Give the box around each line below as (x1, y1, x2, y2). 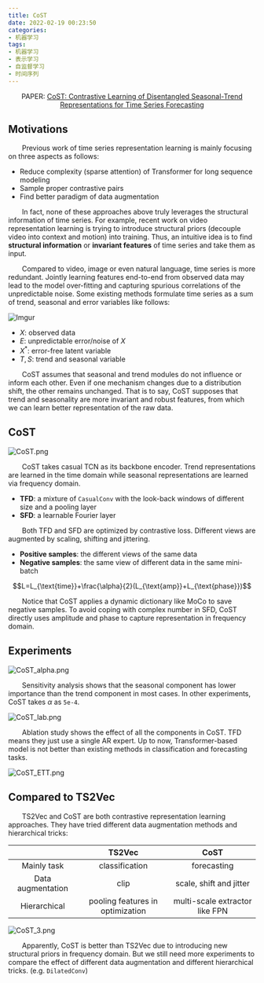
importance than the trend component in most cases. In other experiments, (8, 688, 251, 698)
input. (8, 249, 27, 259)
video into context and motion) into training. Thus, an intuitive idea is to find (8, 233, 253, 242)
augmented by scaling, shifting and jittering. (8, 534, 151, 543)
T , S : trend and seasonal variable (19, 354, 126, 364)
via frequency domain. (8, 479, 81, 488)
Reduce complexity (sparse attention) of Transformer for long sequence (19, 167, 253, 177)
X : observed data (19, 328, 76, 338)
